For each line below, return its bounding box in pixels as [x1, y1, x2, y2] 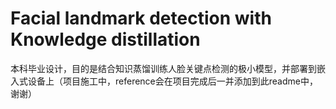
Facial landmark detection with [10, 7, 272, 30]
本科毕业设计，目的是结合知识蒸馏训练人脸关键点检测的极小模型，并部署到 [10, 62, 317, 74]
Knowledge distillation [10, 28, 201, 51]
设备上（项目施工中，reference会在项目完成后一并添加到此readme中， [27, 75, 318, 87]
